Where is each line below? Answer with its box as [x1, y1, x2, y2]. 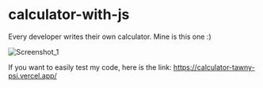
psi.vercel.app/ [8, 71, 57, 80]
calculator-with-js [8, 6, 130, 24]
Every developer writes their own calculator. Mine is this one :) [8, 32, 212, 41]
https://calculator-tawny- [173, 62, 255, 72]
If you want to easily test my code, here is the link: [8, 62, 172, 72]
